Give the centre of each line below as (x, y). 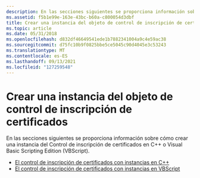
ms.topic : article (29, 28)
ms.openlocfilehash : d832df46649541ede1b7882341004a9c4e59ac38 (86, 39)
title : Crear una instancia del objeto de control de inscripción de (94, 23)
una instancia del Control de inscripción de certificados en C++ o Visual (94, 145)
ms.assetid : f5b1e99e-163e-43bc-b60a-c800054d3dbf (70, 17)
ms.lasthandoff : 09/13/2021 (41, 61)
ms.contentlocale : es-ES (37, 56)
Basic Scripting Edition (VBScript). (48, 151)
